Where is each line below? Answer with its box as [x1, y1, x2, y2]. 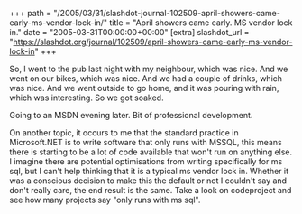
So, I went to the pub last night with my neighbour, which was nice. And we [9, 63, 288, 74]
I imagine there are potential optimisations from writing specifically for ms [9, 156, 283, 166]
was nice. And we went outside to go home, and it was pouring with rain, [9, 83, 279, 93]
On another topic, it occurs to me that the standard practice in [9, 127, 239, 138]
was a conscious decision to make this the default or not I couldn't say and [9, 175, 287, 186]
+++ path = [9, 8, 52, 18]
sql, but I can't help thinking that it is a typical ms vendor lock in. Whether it [9, 166, 289, 176]
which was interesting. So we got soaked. [9, 92, 164, 103]
